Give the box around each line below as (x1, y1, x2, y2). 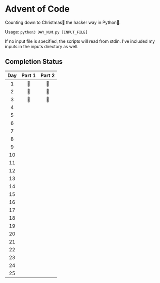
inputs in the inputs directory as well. (5, 43, 79, 49)
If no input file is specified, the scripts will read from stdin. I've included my (5, 38, 155, 44)
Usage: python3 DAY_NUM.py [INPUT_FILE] (5, 29, 88, 35)
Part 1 (21, 72, 36, 79)
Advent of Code (5, 3, 70, 15)
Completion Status (5, 57, 63, 66)
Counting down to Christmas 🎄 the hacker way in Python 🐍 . (5, 19, 121, 25)
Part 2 (40, 72, 55, 79)
